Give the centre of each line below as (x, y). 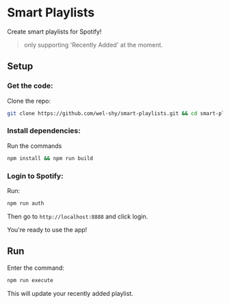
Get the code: (30, 86)
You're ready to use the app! (47, 229)
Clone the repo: (29, 101)
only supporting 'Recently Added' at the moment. (93, 45)
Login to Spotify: (35, 176)
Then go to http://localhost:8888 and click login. (78, 216)
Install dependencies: (44, 131)
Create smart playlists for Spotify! (54, 31)
